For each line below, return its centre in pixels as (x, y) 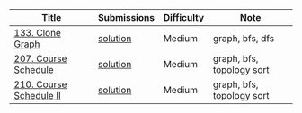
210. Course (40, 84)
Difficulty (184, 17)
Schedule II (37, 96)
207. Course (40, 59)
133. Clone (37, 33)
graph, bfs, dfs (244, 38)
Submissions (126, 17)
